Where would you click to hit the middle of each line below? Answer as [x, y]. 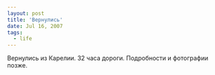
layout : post [26, 13]
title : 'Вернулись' [35, 20]
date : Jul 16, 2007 [35, 26]
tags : [15, 32]
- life [23, 39]
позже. [17, 65]
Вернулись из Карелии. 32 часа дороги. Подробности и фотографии [108, 58]
